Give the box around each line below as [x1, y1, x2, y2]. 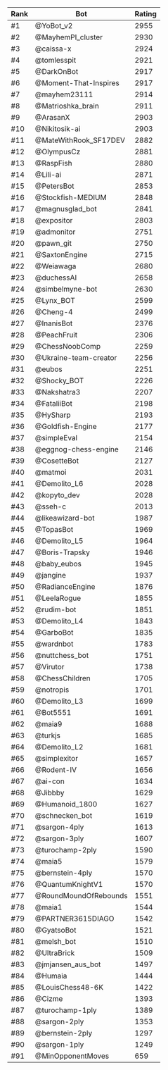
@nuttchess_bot [34, 651, 89, 660]
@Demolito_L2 [34, 742, 84, 752]
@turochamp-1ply [34, 1005, 97, 1015]
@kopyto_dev [34, 490, 80, 499]
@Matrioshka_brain [34, 101, 100, 111]
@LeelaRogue [34, 593, 82, 603]
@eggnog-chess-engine [34, 444, 119, 454]
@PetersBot [34, 181, 75, 191]
